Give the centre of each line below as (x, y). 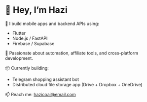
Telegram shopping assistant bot (46, 79)
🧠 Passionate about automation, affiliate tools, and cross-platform (72, 53)
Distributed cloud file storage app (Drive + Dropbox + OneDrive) (77, 84)
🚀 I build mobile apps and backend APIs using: (52, 24)
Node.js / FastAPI (30, 38)
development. (19, 58)
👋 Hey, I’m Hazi (36, 10)
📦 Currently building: (27, 68)
